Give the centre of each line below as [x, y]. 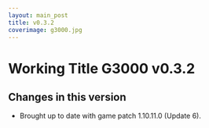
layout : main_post [38, 15]
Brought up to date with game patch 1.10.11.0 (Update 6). [110, 116]
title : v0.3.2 [31, 23]
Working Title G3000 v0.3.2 [102, 68]
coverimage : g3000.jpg [45, 30]
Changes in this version [68, 97]
